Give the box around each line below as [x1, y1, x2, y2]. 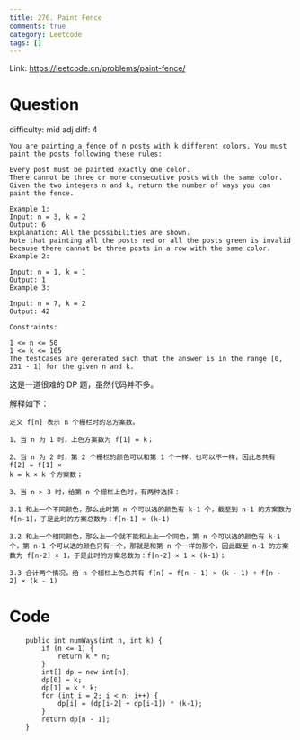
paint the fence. [9, 189, 75, 198]
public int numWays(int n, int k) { [25, 636, 163, 645]
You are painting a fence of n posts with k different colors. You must [9, 141, 287, 151]
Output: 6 [9, 221, 47, 230]
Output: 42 [9, 307, 50, 316]
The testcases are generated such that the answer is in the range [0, [9, 355, 283, 364]
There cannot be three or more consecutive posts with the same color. [9, 173, 283, 183]
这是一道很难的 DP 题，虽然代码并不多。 [9, 379, 159, 390]
